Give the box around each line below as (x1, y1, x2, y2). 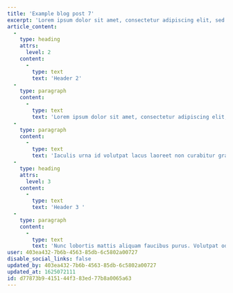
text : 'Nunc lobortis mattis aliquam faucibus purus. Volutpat (32, 242, 218, 250)
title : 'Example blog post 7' (7, 10, 95, 17)
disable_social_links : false (7, 256, 92, 262)
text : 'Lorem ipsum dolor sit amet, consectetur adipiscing (32, 113, 209, 120)
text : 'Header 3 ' (32, 204, 85, 211)
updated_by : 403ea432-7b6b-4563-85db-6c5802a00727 (7, 262, 157, 269)
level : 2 (25, 49, 51, 56)
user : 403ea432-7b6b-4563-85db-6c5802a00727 (7, 249, 138, 256)
